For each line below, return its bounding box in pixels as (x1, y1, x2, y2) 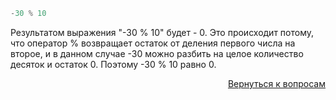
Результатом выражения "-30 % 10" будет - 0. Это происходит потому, (10, 26, 315, 38)
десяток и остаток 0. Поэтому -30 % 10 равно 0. (10, 58, 217, 70)
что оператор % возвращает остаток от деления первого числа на (10, 37, 296, 49)
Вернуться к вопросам (227, 77, 326, 89)
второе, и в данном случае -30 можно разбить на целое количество (10, 47, 304, 59)
